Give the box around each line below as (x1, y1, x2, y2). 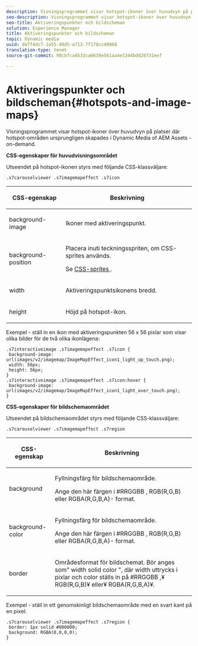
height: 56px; (8, 367, 44, 373)
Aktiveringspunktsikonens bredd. (65, 286, 157, 294)
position (9, 258, 31, 266)
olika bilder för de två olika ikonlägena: (6, 335, 100, 342)
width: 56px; (8, 361, 41, 368)
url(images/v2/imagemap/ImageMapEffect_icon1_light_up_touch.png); (6, 357, 176, 363)
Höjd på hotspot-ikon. (65, 308, 127, 316)
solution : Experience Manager (6, 25, 81, 31)
